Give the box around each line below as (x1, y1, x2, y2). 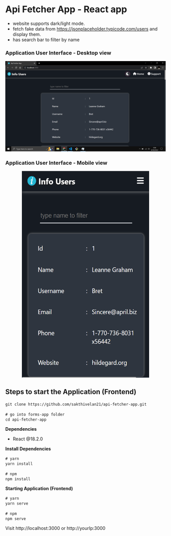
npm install (5, 477, 31, 482)
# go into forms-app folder (5, 412, 65, 417)
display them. (12, 31, 41, 37)
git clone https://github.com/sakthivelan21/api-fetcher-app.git (5, 402, 147, 407)
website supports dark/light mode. (12, 20, 85, 26)
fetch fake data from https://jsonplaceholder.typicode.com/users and (12, 25, 158, 32)
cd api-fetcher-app (5, 417, 47, 422)
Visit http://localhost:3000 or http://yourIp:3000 (5, 525, 106, 531)
